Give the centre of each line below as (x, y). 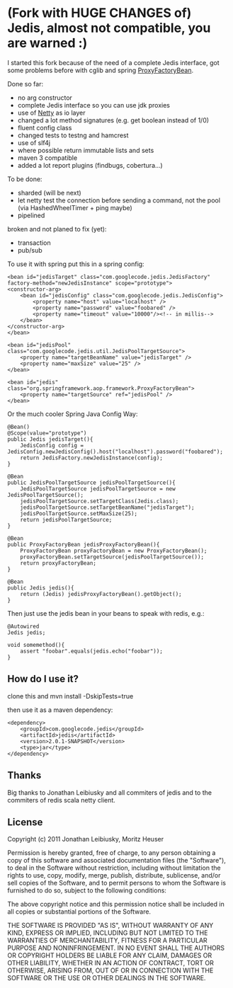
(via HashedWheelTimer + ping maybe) (75, 207)
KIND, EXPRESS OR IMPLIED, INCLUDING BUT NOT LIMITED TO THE (108, 933)
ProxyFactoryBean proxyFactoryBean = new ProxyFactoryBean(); (114, 551)
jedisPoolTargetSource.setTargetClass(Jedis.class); (100, 501)
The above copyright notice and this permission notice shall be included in (116, 904)
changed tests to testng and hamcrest (73, 135)
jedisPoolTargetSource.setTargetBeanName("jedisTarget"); (107, 507)
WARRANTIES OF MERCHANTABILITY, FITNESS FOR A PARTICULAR (107, 941)
